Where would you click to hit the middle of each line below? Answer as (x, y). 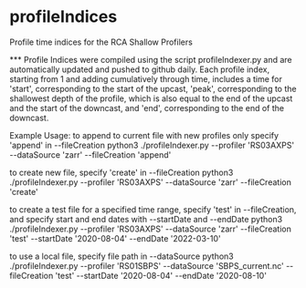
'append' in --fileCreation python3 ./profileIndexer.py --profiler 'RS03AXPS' (152, 145)
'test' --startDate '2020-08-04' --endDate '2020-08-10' (161, 275)
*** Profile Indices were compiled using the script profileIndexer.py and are (151, 59)
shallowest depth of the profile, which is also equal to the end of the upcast (151, 98)
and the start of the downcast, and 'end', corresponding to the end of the (147, 108)
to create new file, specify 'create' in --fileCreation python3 (121, 172)
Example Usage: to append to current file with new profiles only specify (144, 135)
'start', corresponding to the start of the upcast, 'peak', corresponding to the (153, 88)
